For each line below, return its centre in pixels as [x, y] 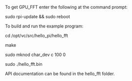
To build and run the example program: [44, 26]
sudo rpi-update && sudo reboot [37, 16]
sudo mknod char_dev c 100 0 [35, 54]
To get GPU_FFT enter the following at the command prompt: [66, 7]
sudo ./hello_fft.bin [24, 64]
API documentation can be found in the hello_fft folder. [60, 74]
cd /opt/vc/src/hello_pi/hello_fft [37, 36]
